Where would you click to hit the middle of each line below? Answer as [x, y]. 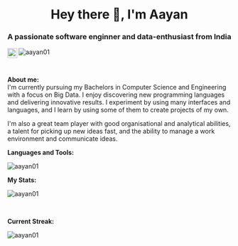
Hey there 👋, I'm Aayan [119, 15]
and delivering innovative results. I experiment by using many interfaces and [119, 102]
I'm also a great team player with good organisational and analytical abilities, [119, 124]
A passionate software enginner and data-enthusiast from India [119, 37]
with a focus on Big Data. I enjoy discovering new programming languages [116, 95]
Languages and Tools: [41, 153]
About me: [23, 80]
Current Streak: [31, 221]
